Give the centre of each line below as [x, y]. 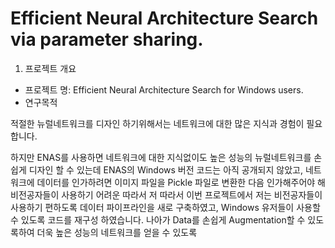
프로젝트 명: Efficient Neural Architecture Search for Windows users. [164, 89]
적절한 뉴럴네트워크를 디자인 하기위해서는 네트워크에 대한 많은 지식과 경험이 [157, 123]
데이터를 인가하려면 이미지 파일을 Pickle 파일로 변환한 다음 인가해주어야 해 [181, 182]
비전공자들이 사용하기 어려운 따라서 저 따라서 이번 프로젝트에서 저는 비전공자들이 [166, 194]
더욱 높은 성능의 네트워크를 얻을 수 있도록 [117, 232]
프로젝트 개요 [50, 68]
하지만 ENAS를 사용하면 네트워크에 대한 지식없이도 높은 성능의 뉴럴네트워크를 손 [166, 157]
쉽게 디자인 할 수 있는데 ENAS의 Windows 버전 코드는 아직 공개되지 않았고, [156, 169]
